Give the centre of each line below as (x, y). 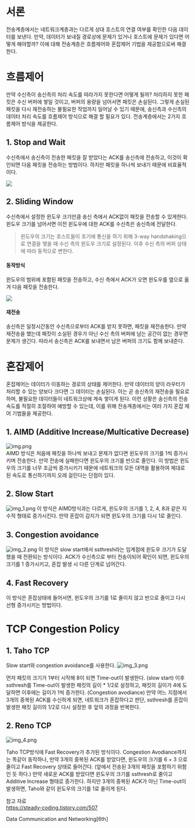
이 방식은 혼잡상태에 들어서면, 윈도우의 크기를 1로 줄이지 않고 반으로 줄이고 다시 (96, 598)
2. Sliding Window (40, 202)
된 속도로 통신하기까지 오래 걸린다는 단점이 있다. (61, 475)
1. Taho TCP (28, 650)
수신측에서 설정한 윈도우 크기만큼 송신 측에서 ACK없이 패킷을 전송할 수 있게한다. (97, 217)
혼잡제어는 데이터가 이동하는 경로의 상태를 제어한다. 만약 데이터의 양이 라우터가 (96, 384)
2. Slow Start (30, 494)
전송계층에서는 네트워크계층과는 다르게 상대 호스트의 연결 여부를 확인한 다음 (92, 29)
